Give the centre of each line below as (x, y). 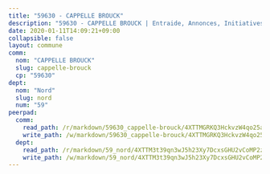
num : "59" (32, 105)
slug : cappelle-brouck (53, 68)
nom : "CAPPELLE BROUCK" (55, 61)
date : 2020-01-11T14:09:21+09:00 (64, 30)
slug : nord (34, 98)
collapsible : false (41, 38)
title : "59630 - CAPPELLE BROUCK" (66, 16)
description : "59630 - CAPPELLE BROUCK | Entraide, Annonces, (115, 23)
